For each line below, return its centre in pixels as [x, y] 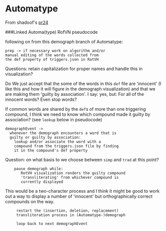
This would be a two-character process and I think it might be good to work [83, 191]
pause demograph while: [39, 169]
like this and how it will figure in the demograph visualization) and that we [80, 89]
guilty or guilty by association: [45, 137]
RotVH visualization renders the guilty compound [73, 173]
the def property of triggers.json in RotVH [52, 59]
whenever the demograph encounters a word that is [63, 133]
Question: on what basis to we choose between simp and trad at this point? [82, 159]
